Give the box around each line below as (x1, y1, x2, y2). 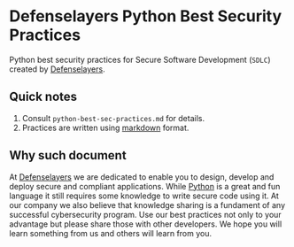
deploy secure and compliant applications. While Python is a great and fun (9, 181, 281, 191)
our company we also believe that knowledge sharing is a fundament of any (9, 199, 286, 210)
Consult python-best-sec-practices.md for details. (21, 112, 205, 123)
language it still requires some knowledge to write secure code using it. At (9, 190, 279, 201)
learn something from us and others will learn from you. (9, 228, 213, 238)
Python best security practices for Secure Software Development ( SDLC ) (9, 54, 271, 65)
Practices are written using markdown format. (21, 122, 190, 133)
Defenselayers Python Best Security (9, 6, 282, 27)
